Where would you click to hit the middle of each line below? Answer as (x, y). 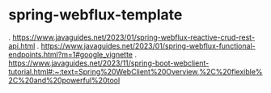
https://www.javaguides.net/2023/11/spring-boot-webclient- (109, 63)
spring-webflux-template (95, 15)
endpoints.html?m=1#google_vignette (71, 54)
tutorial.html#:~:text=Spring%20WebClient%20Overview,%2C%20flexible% (135, 71)
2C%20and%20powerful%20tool (64, 80)
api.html (22, 45)
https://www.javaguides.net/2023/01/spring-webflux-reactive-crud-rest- (133, 37)
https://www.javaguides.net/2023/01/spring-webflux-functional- (148, 45)
